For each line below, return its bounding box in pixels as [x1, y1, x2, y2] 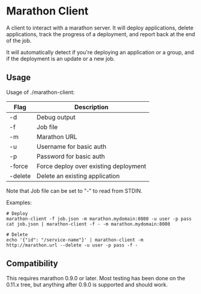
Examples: [6, 199, 32, 206]
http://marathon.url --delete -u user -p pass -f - [6, 242, 138, 248]
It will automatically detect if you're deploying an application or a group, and [6, 48, 194, 55]
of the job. [6, 37, 32, 44]
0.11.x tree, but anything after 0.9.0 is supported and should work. [6, 281, 168, 288]
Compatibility [6, 258, 58, 269]
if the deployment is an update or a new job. [6, 55, 115, 62]
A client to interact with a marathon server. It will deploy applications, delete [6, 24, 194, 31]
